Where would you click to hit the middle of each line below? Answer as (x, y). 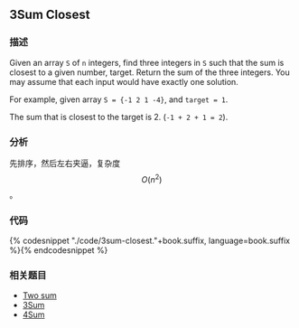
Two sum (39, 295)
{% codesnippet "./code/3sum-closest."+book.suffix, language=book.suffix (150, 240)
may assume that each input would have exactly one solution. (124, 81)
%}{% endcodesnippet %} (59, 250)
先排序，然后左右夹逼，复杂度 (65, 163)
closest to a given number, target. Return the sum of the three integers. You (150, 72)
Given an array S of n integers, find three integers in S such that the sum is (147, 62)
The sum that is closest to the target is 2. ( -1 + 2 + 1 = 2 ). (119, 117)
